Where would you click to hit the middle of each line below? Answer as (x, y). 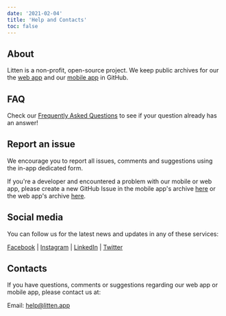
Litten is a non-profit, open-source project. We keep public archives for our (113, 70)
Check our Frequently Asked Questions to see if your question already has (112, 116)
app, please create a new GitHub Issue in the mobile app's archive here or (111, 188)
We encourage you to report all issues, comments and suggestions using (110, 161)
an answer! (23, 123)
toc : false (23, 26)
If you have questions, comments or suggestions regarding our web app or (113, 285)
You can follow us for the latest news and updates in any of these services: (113, 234)
